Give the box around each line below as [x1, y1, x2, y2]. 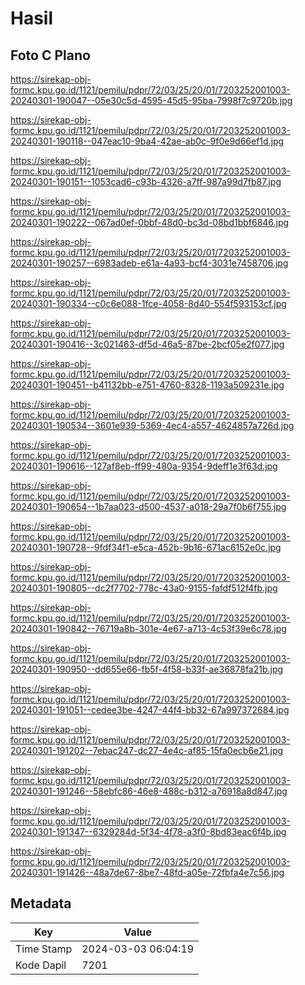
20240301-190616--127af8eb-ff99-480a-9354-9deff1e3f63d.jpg [10, 460, 278, 472]
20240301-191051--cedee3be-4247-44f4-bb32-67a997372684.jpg [10, 704, 290, 716]
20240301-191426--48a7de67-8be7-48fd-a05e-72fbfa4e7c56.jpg [10, 867, 285, 878]
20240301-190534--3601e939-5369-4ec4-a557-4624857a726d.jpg [10, 420, 295, 431]
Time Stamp [15, 942, 73, 956]
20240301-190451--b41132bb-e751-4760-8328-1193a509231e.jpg [10, 379, 285, 391]
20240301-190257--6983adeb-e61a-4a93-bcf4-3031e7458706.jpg [10, 257, 289, 269]
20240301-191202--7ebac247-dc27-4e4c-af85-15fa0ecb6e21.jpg [10, 745, 284, 756]
